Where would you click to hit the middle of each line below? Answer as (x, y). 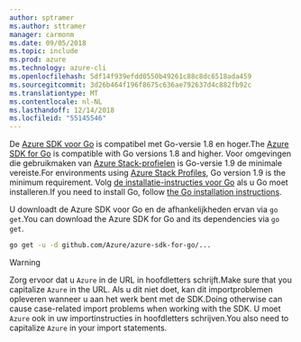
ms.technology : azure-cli (58, 69)
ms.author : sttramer (48, 26)
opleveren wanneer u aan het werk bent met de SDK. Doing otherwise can (146, 299)
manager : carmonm (42, 34)
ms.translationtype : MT (54, 93)
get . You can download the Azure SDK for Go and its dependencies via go (145, 219)
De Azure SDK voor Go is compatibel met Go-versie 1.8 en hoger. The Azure (149, 144)
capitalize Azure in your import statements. (88, 328)
